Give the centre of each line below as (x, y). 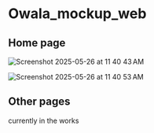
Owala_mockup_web (77, 14)
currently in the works (44, 120)
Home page (37, 43)
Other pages (39, 102)
